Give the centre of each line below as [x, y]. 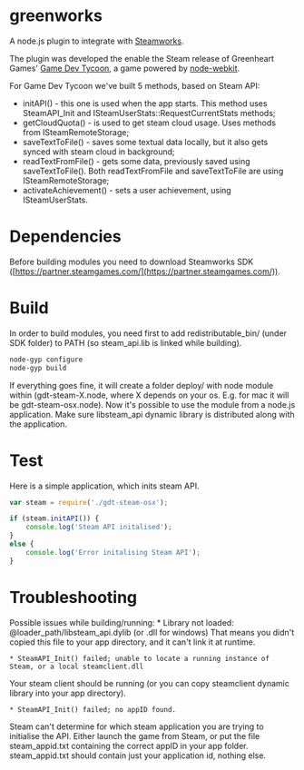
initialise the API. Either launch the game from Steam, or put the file [135, 735]
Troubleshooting [74, 597]
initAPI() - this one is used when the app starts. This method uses [145, 103]
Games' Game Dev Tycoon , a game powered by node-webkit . [125, 68]
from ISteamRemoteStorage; [76, 132]
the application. [39, 424]
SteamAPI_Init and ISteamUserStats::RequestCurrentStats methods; [149, 113]
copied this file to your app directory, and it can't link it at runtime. [132, 642]
